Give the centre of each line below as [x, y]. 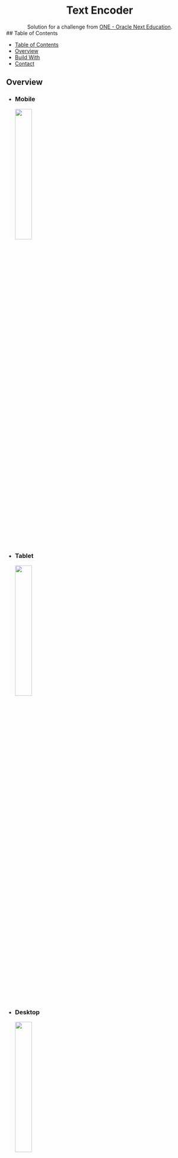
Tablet [24, 556]
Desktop [27, 1012]
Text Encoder [100, 10]
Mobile [25, 99]
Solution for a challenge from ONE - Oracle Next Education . [100, 27]
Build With [27, 57]
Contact [24, 64]
